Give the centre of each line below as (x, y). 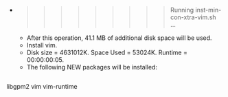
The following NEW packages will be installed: (92, 67)
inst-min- (208, 10)
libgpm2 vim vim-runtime (42, 86)
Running (182, 10)
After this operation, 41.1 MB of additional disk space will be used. (119, 38)
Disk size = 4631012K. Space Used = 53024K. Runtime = (107, 52)
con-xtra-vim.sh (193, 17)
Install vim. (42, 45)
